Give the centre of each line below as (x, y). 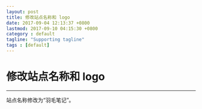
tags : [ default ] (28, 46)
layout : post (23, 12)
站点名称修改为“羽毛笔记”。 (40, 100)
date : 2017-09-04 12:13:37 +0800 (48, 23)
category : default (31, 34)
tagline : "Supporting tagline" (45, 40)
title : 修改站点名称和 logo (38, 17)
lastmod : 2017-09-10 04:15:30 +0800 (52, 28)
